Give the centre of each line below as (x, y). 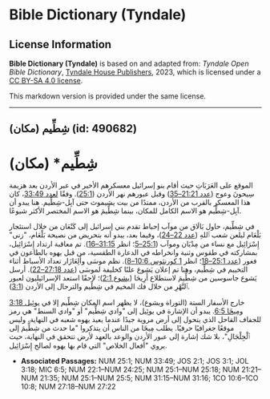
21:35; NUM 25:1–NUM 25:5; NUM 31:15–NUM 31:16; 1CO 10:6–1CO (149, 378)
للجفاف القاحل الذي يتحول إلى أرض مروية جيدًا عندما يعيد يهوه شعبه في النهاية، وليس (135, 320)
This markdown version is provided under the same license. (108, 96)
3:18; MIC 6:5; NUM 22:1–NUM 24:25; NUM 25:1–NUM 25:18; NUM (130, 369)
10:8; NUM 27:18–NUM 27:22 (68, 387)
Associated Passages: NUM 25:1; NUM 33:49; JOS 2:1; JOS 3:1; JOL (135, 361)
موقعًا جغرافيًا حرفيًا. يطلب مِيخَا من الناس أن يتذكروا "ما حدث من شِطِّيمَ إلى (122, 328)
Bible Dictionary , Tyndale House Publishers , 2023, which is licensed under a (135, 72)
